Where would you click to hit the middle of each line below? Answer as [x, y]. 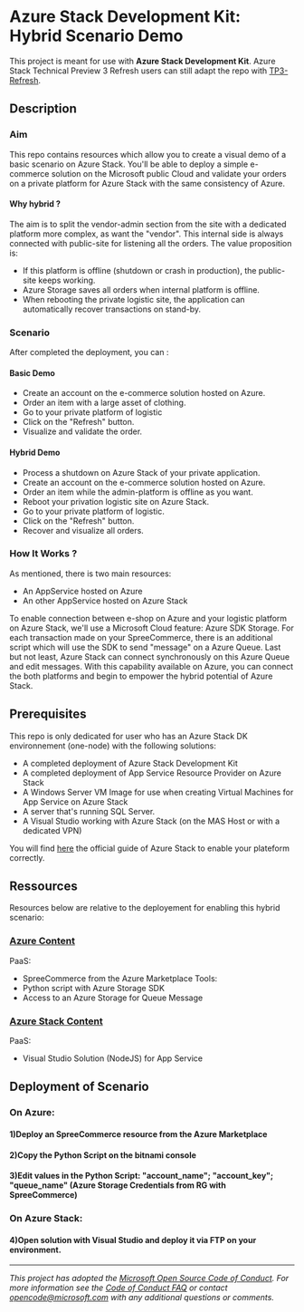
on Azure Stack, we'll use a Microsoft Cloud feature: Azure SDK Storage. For [152, 628]
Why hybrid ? [35, 204]
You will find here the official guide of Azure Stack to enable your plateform [149, 848]
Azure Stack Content [56, 1021]
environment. [35, 1249]
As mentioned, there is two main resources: [90, 574]
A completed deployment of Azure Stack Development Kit [130, 763]
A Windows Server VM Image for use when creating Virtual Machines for [158, 792]
